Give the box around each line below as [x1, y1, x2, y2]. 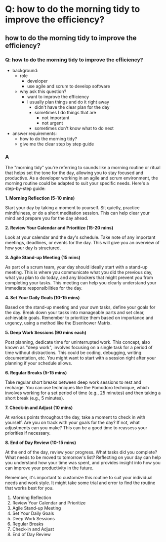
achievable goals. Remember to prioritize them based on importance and [5, 315, 154, 321]
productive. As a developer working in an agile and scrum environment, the [5, 175, 158, 181]
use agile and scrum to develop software [27, 83, 110, 89]
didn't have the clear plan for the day [34, 104, 110, 110]
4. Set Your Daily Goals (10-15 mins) [5, 295, 80, 301]
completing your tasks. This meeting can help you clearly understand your [5, 280, 157, 286]
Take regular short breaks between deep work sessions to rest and [5, 379, 142, 385]
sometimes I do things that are [34, 109, 96, 115]
